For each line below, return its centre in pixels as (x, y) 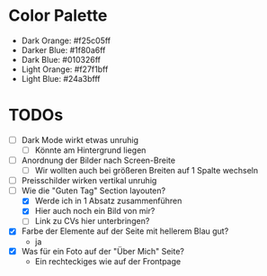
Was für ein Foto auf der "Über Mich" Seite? (103, 251)
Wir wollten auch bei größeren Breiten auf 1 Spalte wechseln (147, 171)
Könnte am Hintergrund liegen (90, 150)
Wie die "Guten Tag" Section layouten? (93, 191)
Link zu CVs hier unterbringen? (92, 221)
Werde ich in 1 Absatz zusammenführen (108, 201)
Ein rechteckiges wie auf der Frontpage (108, 261)
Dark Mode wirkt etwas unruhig (80, 139)
